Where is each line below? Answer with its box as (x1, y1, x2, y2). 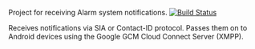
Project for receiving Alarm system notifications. (8, 8, 168, 17)
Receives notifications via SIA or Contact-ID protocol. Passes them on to (8, 23, 248, 32)
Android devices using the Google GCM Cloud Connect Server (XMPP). (8, 32, 244, 41)
